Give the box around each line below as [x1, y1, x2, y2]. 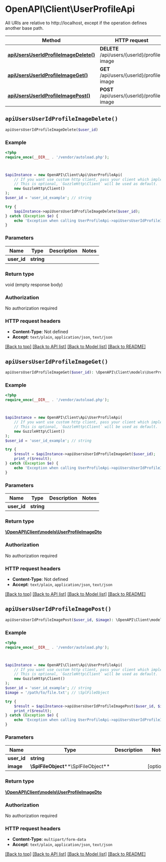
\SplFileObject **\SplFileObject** [30, 763, 110, 770]
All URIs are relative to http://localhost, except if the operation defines [5, 20, 147, 26]
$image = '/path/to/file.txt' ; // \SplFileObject [5, 690, 110, 695]
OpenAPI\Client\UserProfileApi [5, 3, 135, 15]
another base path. [5, 25, 44, 31]
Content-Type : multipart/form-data [12, 836, 86, 842]
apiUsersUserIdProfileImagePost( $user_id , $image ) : [5, 617, 114, 622]
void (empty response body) [5, 281, 63, 288]
